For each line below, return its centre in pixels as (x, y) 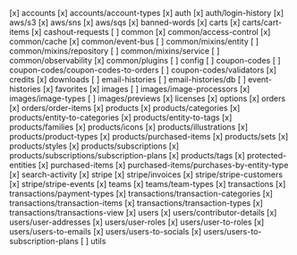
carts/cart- (262, 22)
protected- (267, 155)
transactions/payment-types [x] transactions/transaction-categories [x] (141, 193)
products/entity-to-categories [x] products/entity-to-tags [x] (121, 117)
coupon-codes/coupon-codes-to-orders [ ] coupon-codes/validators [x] (143, 70)
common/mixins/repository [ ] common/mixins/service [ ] (115, 51)
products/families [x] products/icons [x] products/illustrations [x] (129, 127)
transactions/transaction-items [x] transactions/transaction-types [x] (136, 203)
